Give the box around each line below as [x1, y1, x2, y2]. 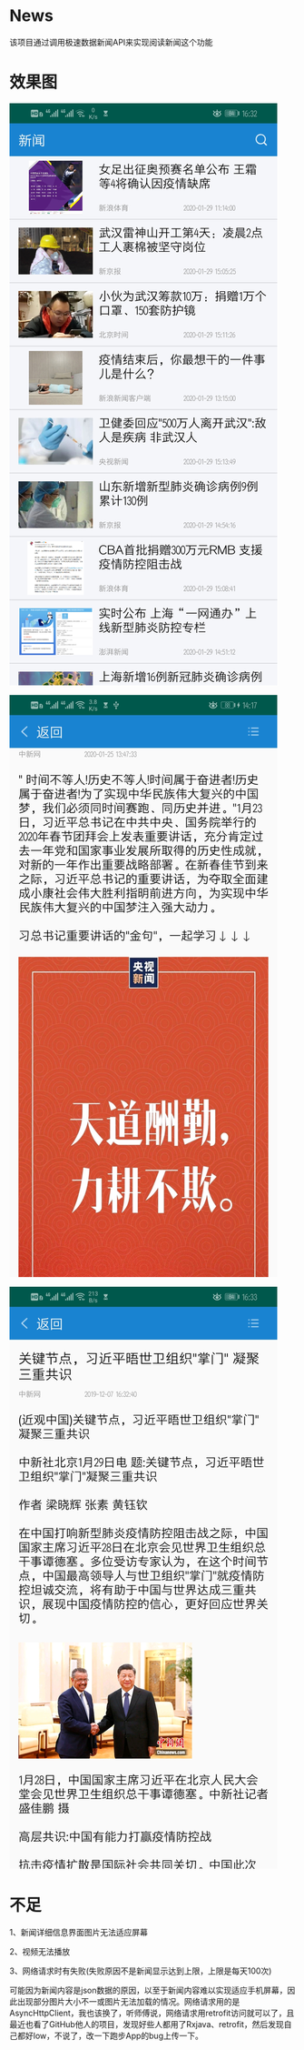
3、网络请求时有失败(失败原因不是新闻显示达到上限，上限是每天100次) [9, 1965, 272, 1976]
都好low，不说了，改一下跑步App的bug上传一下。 [16, 2030, 204, 2041]
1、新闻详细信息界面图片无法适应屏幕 [9, 1926, 148, 1937]
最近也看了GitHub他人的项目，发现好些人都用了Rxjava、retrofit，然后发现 [9, 2018, 284, 2029]
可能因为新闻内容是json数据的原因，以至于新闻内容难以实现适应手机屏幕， [9, 1985, 288, 1995]
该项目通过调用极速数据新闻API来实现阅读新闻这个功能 [9, 36, 213, 47]
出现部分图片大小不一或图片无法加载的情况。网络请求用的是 [16, 1995, 240, 2006]
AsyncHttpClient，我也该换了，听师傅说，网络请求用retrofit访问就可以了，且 [9, 2007, 295, 2018]
